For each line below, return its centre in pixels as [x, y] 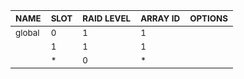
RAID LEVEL [107, 18]
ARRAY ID [160, 18]
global [27, 32]
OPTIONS [208, 18]
